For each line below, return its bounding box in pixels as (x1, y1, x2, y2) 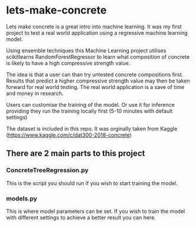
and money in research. (6, 90, 64, 97)
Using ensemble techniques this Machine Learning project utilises (6, 47, 166, 54)
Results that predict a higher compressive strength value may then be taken (6, 77, 190, 84)
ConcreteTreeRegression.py (6, 166, 89, 175)
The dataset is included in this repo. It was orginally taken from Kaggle (6, 125, 178, 132)
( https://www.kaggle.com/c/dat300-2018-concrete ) (6, 131, 132, 139)
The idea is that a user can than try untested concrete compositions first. (6, 71, 184, 78)
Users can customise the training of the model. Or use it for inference (6, 101, 175, 108)
